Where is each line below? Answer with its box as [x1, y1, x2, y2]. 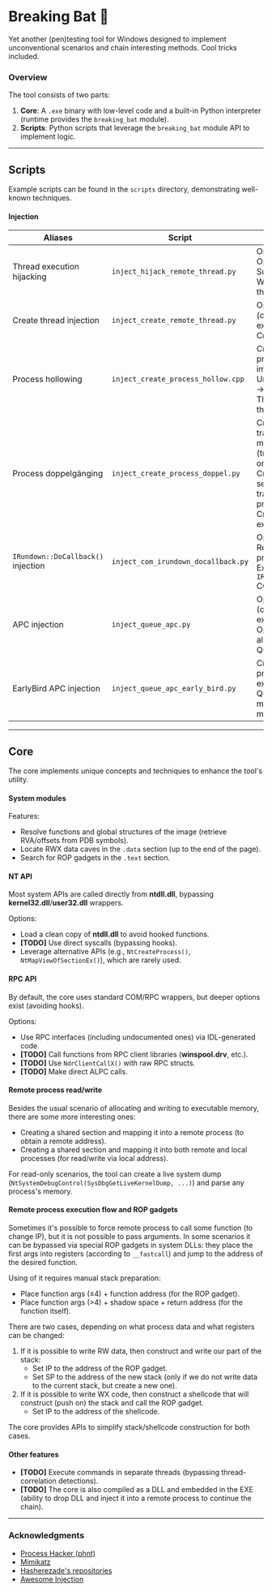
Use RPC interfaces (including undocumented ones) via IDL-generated [19, 1032, 257, 1042]
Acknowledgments [8, 1530, 85, 1541]
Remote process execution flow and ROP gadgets [8, 1205, 178, 1215]
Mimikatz [19, 1557, 51, 1567]
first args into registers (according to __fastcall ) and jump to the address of [8, 1249, 263, 1259]
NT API [8, 871, 32, 881]
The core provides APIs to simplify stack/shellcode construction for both [8, 1422, 251, 1432]
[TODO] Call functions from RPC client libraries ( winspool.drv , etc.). [19, 1049, 249, 1059]
